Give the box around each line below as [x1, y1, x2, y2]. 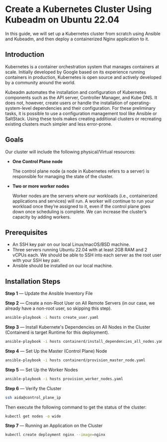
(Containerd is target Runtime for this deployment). [5, 329, 109, 335]
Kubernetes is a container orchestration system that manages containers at [5, 63, 160, 69]
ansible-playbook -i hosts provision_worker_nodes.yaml [5, 376, 123, 381]
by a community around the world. [5, 79, 76, 85]
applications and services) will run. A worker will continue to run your [12, 198, 154, 204]
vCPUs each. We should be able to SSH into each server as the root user [12, 252, 162, 258]
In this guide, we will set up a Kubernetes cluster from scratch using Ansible [5, 30, 161, 36]
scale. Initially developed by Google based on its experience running [5, 69, 145, 75]
